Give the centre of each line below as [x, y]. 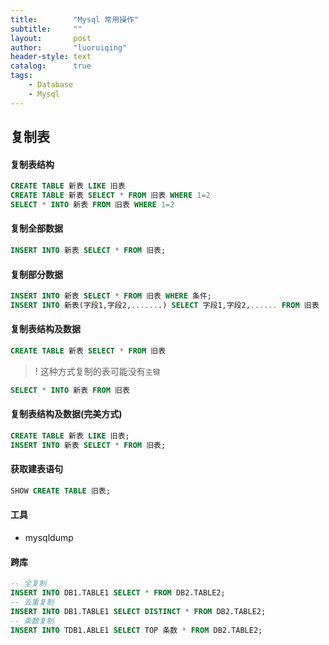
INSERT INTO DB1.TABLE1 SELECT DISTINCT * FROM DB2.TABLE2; [138, 611]
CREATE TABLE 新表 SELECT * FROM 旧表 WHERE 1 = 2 [110, 196]
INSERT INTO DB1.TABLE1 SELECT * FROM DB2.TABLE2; [118, 593]
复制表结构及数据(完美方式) [66, 414]
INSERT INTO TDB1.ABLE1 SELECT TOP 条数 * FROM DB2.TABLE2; [136, 630]
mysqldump [49, 538]
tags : [21, 76]
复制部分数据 [36, 274]
